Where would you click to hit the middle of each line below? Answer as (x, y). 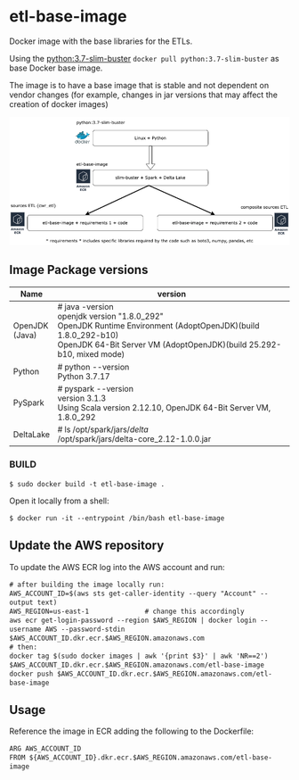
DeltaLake (32, 434)
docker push (31, 674)
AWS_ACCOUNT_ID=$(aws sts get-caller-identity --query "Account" (133, 593)
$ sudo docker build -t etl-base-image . (87, 484)
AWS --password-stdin (85, 629)
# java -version (85, 307)
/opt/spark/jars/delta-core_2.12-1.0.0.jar (134, 439)
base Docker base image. (56, 68)
